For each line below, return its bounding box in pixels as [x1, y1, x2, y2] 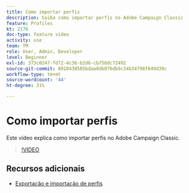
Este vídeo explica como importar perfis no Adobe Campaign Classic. [6, 134, 180, 141]
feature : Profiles [6, 20, 53, 26]
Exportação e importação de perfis [15, 180, 103, 187]
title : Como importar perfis [6, 9, 80, 15]
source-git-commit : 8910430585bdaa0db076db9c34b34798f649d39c [6, 65, 167, 72]
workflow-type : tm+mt [6, 71, 61, 77]
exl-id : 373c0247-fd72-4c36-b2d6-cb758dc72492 [6, 60, 126, 66]
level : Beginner [6, 54, 47, 60]
